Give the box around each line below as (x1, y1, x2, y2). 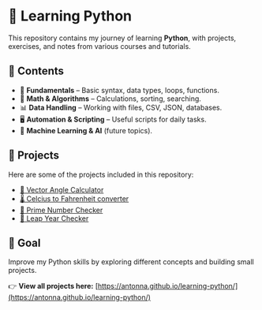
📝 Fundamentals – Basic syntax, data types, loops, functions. (19, 85, 219, 95)
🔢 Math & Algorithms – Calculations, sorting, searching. (19, 94, 201, 103)
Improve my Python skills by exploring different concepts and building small (8, 257, 254, 267)
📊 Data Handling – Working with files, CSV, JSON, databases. (19, 103, 223, 112)
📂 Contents (8, 65, 65, 78)
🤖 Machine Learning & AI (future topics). (19, 125, 152, 135)
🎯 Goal (8, 236, 41, 249)
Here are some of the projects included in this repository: (8, 170, 194, 179)
